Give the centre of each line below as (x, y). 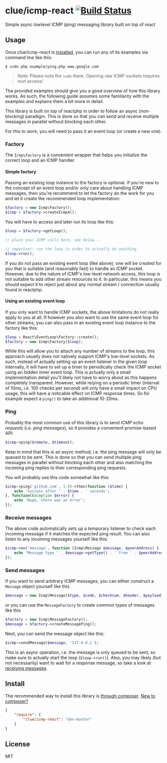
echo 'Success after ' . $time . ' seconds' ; (62, 491)
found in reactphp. (24, 289)
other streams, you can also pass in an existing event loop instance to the (80, 322)
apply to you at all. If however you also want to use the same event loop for (82, 317)
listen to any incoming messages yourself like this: (57, 539)
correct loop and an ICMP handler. (40, 160)
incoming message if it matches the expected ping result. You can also (78, 534)
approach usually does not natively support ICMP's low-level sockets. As (80, 357)
